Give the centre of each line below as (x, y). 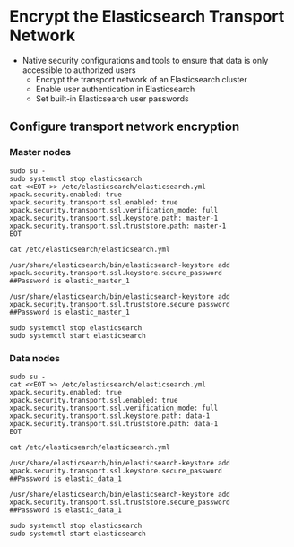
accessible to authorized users (79, 70)
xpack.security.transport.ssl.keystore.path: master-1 (114, 218)
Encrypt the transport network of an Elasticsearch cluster (142, 79)
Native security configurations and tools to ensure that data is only (145, 60)
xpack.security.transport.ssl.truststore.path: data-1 (114, 423)
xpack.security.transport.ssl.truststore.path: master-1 (118, 226)
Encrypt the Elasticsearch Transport (147, 17)
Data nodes (35, 358)
